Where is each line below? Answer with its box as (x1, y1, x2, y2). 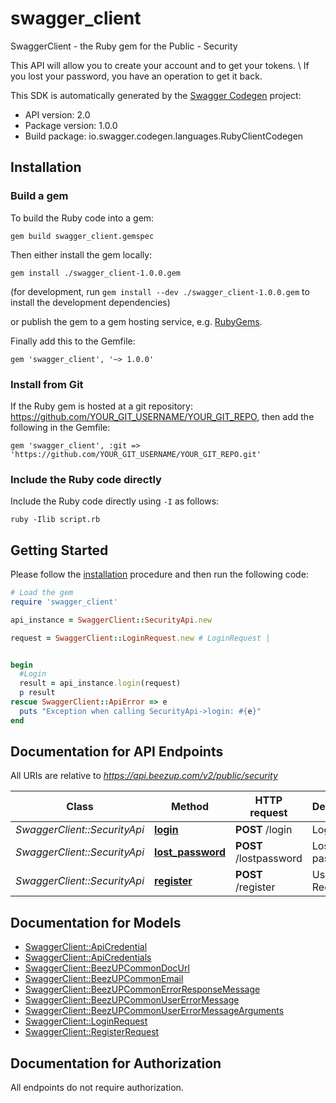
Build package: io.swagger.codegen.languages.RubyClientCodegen (24, 130, 304, 142)
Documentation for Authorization (10, 1055, 222, 1072)
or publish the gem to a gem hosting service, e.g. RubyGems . (10, 315, 263, 327)
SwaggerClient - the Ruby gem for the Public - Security (10, 40, 238, 52)
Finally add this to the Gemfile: (10, 335, 136, 347)
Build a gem (10, 189, 69, 203)
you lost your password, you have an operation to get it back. (10, 70, 263, 82)
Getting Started (10, 542, 109, 559)
